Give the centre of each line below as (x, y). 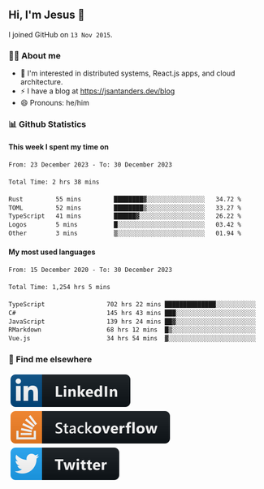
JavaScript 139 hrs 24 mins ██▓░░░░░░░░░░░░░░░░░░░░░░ (132, 322)
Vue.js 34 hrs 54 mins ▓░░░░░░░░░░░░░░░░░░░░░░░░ (132, 339)
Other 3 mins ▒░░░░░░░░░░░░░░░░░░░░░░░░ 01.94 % (125, 234)
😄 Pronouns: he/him (54, 103)
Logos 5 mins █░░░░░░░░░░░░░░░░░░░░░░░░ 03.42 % (125, 225)
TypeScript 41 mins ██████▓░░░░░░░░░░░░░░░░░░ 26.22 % (125, 216)
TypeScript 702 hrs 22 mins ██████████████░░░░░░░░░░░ (132, 304)
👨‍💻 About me (35, 55)
